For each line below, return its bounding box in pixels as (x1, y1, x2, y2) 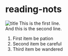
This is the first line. (19, 20, 60, 26)
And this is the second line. (5, 25, 62, 31)
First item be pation (12, 35, 53, 41)
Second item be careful (12, 40, 62, 46)
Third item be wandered (12, 46, 63, 52)
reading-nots (5, 4, 62, 15)
